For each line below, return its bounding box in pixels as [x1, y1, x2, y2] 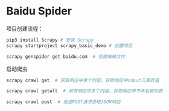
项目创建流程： [6, 25, 43, 32]
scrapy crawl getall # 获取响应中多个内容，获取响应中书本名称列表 [6, 88, 163, 94]
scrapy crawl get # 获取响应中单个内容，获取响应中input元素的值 [6, 77, 159, 83]
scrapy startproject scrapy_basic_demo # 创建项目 [6, 42, 133, 49]
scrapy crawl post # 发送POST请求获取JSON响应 [6, 99, 121, 105]
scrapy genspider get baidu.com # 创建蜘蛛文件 [6, 53, 126, 60]
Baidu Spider [6, 4, 72, 18]
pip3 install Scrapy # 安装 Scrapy [6, 37, 94, 43]
